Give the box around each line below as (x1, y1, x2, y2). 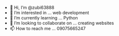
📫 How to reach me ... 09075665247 (9, 26, 86, 31)
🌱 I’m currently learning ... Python (9, 15, 78, 20)
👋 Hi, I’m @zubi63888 (9, 5, 54, 10)
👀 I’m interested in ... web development (9, 10, 89, 16)
